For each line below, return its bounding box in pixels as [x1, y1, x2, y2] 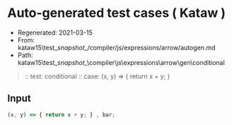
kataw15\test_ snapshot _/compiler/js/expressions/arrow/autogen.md [17, 43, 216, 52]
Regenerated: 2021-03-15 [17, 28, 93, 37]
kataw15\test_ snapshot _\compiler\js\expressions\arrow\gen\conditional [17, 58, 225, 66]
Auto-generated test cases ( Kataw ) [7, 5, 226, 21]
